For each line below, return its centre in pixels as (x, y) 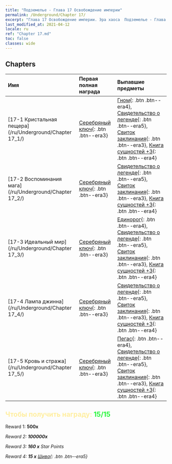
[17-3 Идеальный (30, 241)
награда (90, 91)
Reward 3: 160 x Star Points (35, 447)
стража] (56, 361)
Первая (89, 78)
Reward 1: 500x (22, 427)
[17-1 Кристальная (33, 119)
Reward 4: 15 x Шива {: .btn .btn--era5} (47, 456)
